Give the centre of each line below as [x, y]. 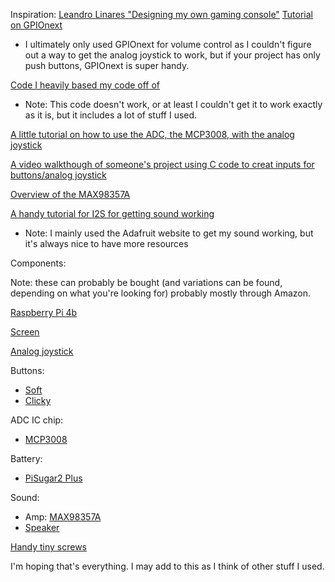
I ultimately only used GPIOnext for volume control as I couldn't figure [168, 44]
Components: [38, 263]
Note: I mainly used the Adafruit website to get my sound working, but [169, 233]
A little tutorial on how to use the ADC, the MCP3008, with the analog [152, 134]
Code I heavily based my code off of [85, 85]
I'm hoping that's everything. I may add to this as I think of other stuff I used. [167, 566]
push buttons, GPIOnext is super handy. [107, 65]
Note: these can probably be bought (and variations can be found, [146, 282]
